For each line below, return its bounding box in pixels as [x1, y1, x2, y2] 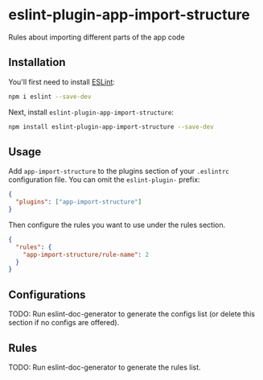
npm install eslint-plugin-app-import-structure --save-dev [8, 122, 215, 130]
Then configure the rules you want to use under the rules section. [8, 220, 226, 229]
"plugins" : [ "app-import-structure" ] [15, 198, 142, 206]
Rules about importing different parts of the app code [8, 32, 185, 42]
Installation [8, 56, 66, 69]
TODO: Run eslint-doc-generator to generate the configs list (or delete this [8, 309, 256, 319]
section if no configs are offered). [8, 318, 120, 328]
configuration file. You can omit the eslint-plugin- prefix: [8, 175, 200, 184]
